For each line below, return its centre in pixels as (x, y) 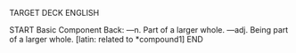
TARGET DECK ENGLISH (54, 13)
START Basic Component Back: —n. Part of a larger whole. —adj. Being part (149, 30)
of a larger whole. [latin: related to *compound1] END (106, 39)
